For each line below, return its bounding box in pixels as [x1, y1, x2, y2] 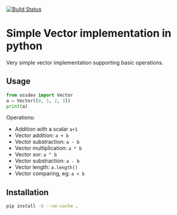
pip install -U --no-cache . [6, 203, 79, 209]
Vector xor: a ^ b [14, 151, 57, 158]
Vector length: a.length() [14, 164, 78, 171]
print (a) [6, 103, 28, 109]
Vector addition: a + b [14, 132, 69, 139]
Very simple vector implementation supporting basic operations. [6, 59, 164, 66]
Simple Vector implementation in [6, 27, 172, 40]
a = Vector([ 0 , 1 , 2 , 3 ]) [6, 97, 70, 104]
